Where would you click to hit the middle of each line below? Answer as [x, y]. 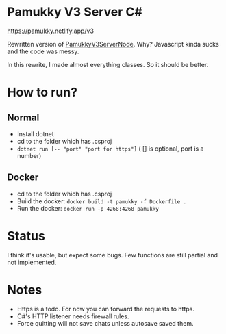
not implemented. [32, 262]
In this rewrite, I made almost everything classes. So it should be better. [108, 64]
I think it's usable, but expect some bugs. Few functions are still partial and [112, 255]
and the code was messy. [43, 51]
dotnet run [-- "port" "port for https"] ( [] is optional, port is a [110, 149]
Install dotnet [36, 133]
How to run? [42, 92]
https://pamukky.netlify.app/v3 [51, 31]
